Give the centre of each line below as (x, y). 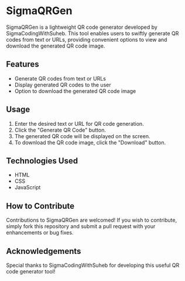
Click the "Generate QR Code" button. (60, 130)
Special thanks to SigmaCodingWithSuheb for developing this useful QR (93, 265)
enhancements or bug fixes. (40, 233)
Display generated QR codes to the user (63, 85)
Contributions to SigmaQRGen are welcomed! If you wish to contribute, (92, 220)
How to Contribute (40, 206)
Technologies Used (42, 161)
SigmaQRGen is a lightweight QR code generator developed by (82, 27)
